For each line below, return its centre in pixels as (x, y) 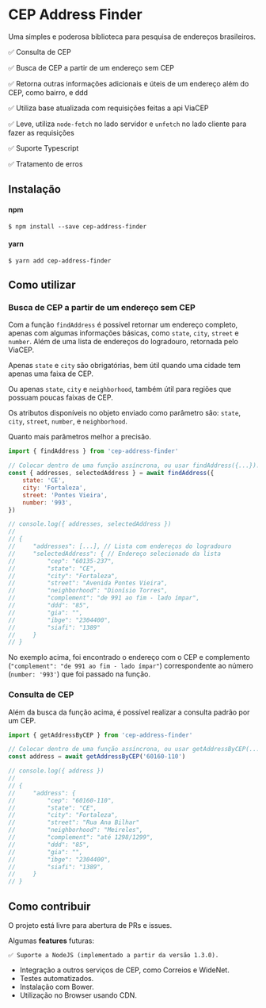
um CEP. (22, 720)
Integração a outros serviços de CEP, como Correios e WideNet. (124, 970)
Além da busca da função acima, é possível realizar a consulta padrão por (129, 712)
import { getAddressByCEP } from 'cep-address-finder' (101, 735)
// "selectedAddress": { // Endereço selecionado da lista (115, 554)
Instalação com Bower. (57, 987)
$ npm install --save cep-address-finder (78, 226)
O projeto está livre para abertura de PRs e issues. (90, 926)
